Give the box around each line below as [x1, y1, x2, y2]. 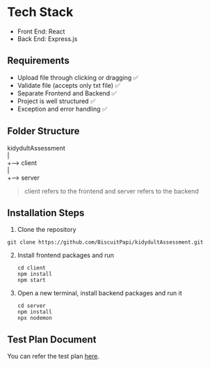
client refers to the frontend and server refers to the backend [24, 187, 200, 195]
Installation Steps [7, 207, 85, 219]
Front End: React [17, 27, 65, 36]
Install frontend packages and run [17, 251, 115, 260]
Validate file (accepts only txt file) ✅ [17, 81, 120, 89]
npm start [17, 276, 47, 284]
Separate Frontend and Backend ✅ [17, 88, 117, 97]
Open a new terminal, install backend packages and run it [17, 289, 182, 297]
